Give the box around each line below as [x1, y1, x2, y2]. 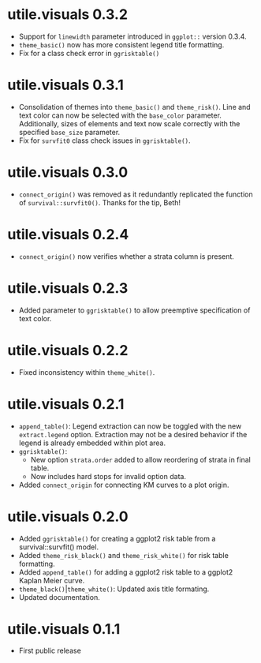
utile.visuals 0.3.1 [7, 77, 124, 94]
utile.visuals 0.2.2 [7, 341, 129, 359]
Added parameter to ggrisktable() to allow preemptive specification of [18, 305, 251, 315]
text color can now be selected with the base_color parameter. [18, 110, 222, 120]
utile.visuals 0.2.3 [7, 279, 129, 297]
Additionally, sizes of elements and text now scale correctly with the [18, 118, 240, 128]
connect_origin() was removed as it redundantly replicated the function [18, 189, 253, 199]
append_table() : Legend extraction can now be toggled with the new [18, 421, 242, 431]
